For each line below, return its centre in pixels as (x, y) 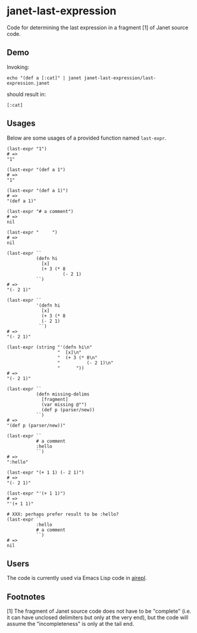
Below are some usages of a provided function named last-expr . (87, 138)
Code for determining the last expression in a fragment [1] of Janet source (98, 27)
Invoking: (18, 67)
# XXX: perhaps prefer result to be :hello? (63, 514)
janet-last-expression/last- (120, 78)
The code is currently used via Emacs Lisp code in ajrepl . (77, 578)
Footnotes (26, 597)
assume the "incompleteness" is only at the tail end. (71, 624)
